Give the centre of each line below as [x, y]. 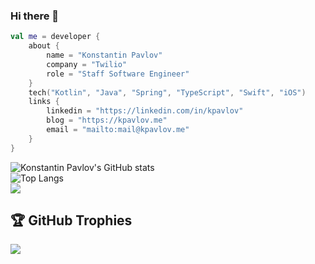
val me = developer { [55, 37]
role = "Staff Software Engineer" [118, 74]
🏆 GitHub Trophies [71, 220]
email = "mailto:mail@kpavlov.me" [118, 130]
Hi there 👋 [35, 16]
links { [44, 102]
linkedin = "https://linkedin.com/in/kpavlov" [145, 111]
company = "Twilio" [87, 64]
